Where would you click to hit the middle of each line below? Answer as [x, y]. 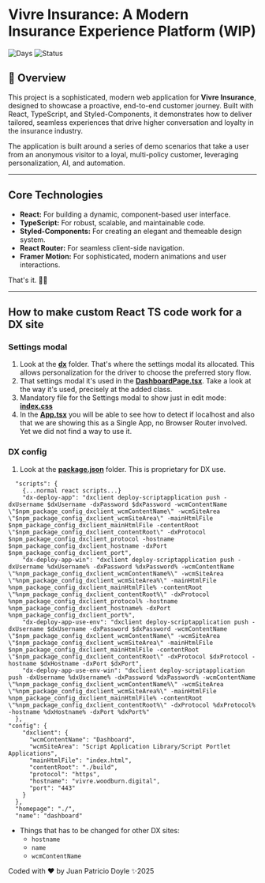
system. [32, 240]
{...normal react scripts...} [72, 491]
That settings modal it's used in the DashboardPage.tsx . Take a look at [135, 381]
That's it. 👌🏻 [28, 280]
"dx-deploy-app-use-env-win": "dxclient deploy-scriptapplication [134, 670]
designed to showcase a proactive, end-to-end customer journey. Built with [131, 105]
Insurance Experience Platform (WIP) [132, 31]
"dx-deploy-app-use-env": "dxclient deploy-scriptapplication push [135, 622]
